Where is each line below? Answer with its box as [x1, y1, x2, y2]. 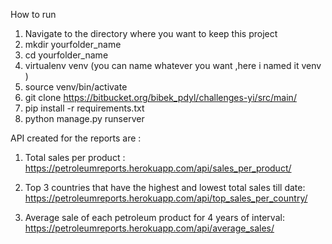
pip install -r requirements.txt [24, 102, 145, 114]
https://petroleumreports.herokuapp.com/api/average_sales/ [24, 222, 275, 234]
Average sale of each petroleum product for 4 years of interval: [24, 212, 285, 223]
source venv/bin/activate [24, 81, 128, 93]
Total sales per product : [24, 152, 126, 163]
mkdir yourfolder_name [24, 39, 122, 50]
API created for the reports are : [10, 132, 142, 144]
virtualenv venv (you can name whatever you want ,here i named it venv [24, 60, 322, 71]
